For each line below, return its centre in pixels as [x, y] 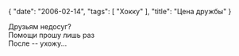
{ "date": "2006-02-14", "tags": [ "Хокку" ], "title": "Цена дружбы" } [120, 11]
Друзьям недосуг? [40, 26]
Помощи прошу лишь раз [52, 35]
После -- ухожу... [38, 43]
